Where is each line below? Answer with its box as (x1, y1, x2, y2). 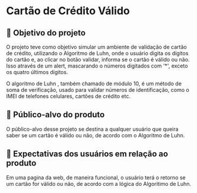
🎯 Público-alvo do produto (6, 110, 105, 120)
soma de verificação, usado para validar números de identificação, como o (6, 86, 190, 93)
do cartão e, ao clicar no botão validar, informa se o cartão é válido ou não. (6, 56, 190, 63)
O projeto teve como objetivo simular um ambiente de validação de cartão (6, 43, 187, 50)
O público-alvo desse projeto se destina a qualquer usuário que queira (6, 126, 179, 133)
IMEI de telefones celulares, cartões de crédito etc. (6, 93, 131, 99)
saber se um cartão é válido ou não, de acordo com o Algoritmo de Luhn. (6, 131, 185, 139)
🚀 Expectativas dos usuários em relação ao (6, 149, 169, 159)
